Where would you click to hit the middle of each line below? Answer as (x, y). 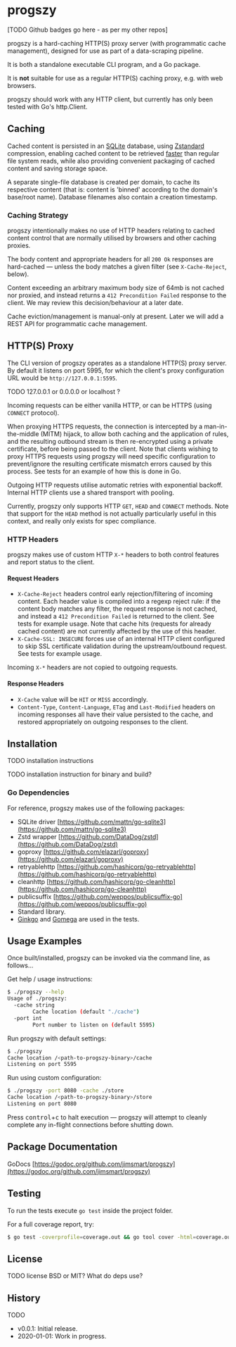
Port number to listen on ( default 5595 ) (94, 1025)
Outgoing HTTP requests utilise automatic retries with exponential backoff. (115, 485)
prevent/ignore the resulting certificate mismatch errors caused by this (110, 464)
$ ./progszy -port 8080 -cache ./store (66, 1091)
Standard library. (41, 912)
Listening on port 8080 (42, 1104)
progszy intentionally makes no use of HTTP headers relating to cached (111, 230)
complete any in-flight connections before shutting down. (91, 1124)
